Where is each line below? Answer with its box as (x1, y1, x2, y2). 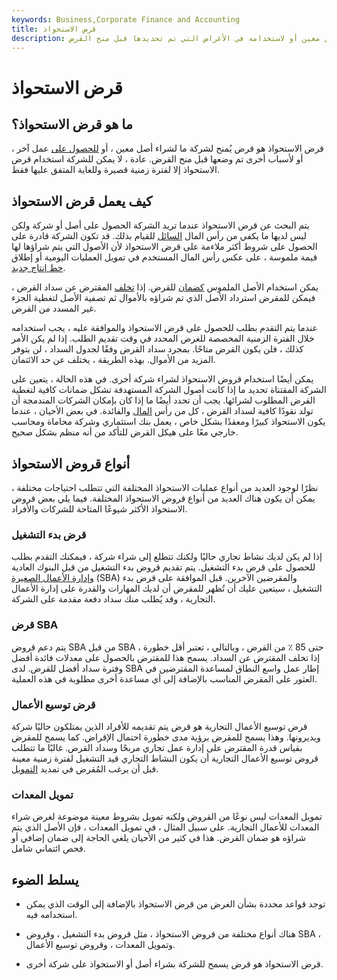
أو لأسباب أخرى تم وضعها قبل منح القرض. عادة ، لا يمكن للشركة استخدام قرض (11, 153, 304, 165)
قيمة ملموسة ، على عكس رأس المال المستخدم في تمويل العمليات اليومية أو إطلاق (11, 251, 318, 263)
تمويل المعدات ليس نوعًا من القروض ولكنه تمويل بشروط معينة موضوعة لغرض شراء (11, 811, 323, 823)
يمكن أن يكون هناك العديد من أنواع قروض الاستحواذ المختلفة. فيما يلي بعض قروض (11, 492, 316, 504)
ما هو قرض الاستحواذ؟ (11, 116, 133, 133)
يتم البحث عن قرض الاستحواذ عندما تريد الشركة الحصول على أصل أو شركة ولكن (11, 219, 310, 231)
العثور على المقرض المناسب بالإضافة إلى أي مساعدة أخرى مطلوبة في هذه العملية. (11, 672, 318, 685)
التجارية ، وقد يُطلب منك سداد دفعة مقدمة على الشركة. (11, 593, 216, 605)
